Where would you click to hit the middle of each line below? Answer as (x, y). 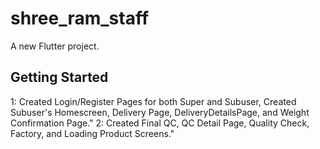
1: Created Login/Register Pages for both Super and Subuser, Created (153, 101)
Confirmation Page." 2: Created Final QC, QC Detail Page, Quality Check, (160, 123)
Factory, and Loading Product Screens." (92, 133)
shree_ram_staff (80, 18)
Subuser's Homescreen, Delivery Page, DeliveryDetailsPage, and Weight (160, 112)
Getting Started (59, 77)
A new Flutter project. (55, 46)
